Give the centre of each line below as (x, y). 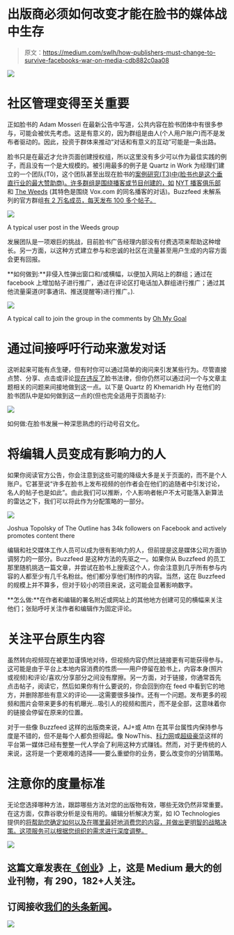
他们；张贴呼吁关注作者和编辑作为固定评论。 (71, 608)
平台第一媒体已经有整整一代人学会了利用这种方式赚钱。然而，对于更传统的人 (117, 745)
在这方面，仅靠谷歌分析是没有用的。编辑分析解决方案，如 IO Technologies (114, 813)
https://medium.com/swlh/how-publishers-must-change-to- (129, 52)
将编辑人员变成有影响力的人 (87, 454)
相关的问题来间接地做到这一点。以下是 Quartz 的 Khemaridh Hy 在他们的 (117, 387)
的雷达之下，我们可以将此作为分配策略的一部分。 (77, 501)
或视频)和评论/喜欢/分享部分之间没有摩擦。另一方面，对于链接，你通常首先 (114, 677)
